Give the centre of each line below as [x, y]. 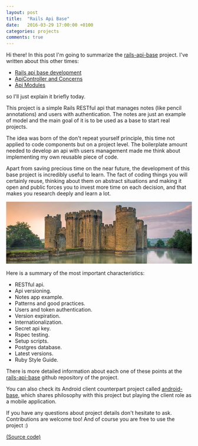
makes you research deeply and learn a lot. [59, 194]
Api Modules [30, 85]
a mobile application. [32, 401]
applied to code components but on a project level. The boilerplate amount [97, 145]
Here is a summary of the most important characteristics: [75, 273]
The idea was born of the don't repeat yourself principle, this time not [90, 138]
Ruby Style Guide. [37, 359]
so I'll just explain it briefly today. [46, 97]
